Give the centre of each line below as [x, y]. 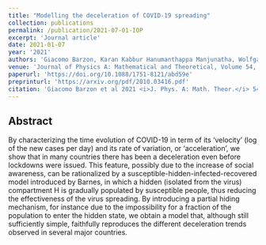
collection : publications [51, 23]
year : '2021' [30, 52]
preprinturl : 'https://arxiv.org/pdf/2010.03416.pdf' [99, 81]
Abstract [30, 121]
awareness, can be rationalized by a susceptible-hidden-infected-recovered [133, 174]
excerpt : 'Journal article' [55, 38]
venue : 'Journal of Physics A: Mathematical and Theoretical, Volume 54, [133, 67]
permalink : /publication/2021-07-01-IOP [76, 30]
